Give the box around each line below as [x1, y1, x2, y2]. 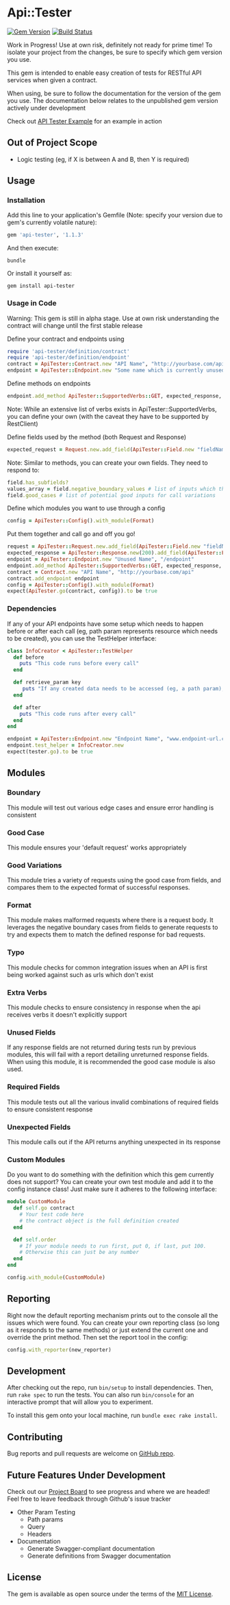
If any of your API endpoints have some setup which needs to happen [7, 619, 204, 628]
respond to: [7, 466, 40, 474]
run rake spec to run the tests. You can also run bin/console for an [7, 1390, 194, 1399]
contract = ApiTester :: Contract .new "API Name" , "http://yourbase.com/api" [7, 361, 228, 367]
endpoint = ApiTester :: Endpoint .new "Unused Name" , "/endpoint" [7, 556, 194, 563]
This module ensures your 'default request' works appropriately [7, 843, 187, 852]
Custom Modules [7, 1155, 66, 1164]
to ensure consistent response [7, 1105, 93, 1113]
